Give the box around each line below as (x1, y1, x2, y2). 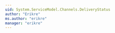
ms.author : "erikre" (5, 16, 47, 21)
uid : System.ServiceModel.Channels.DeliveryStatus (5, 7, 111, 12)
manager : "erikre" (5, 20, 43, 26)
